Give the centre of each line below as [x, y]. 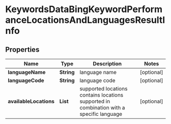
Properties [22, 49]
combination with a [102, 108]
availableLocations [31, 101]
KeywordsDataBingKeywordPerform [84, 9]
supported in [95, 101]
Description [107, 64]
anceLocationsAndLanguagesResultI [85, 20]
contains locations [102, 95]
